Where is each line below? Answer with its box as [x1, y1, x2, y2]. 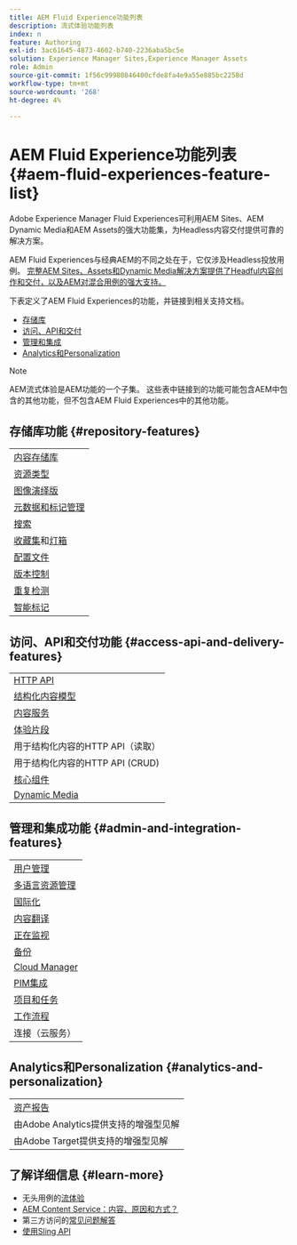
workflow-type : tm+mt [9, 79, 90, 88]
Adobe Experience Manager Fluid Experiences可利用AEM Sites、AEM [9, 213, 264, 224]
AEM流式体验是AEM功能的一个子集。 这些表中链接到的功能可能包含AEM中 [9, 384, 281, 395]
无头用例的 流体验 [21, 1193, 85, 1203]
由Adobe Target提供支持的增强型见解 [13, 1135, 168, 1147]
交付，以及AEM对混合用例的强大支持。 [24, 277, 167, 287]
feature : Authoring [9, 37, 82, 47]
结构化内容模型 [13, 690, 77, 703]
